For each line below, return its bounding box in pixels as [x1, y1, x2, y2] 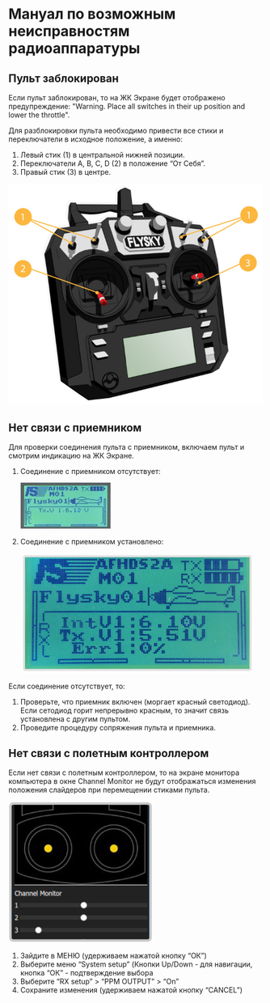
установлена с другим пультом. [19, 714, 131, 724]
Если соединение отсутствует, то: [8, 681, 125, 692]
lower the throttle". [8, 110, 70, 120]
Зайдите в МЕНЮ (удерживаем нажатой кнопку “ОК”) [19, 951, 208, 961]
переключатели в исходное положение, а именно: [8, 134, 184, 144]
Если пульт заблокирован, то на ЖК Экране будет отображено [8, 93, 226, 102]
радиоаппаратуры [8, 40, 141, 57]
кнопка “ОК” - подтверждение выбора [19, 968, 154, 978]
